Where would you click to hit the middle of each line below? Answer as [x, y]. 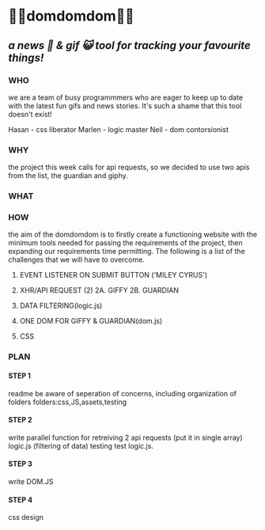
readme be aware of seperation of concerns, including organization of [123, 393]
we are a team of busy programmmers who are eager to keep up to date [126, 97]
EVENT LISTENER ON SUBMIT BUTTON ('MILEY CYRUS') [114, 275]
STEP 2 [21, 420]
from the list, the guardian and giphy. [68, 176]
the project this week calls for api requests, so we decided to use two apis [129, 167]
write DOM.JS [31, 481]
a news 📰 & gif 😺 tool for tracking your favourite [129, 45]
